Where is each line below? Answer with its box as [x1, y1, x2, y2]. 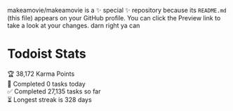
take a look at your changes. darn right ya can [7, 21, 140, 30]
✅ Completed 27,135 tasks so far [7, 87, 101, 96]
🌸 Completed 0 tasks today [7, 79, 86, 88]
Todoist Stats [7, 46, 86, 62]
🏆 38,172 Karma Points [7, 70, 75, 78]
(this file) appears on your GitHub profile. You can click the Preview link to [7, 14, 221, 22]
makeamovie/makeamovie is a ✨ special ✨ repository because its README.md [7, 6, 227, 14]
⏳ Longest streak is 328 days [7, 95, 93, 104]
